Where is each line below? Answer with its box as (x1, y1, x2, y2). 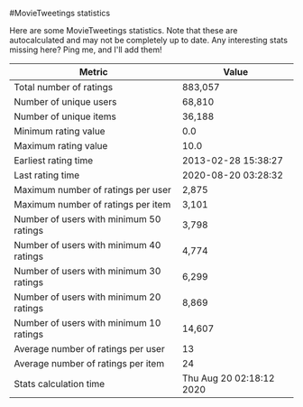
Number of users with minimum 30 (14, 265, 161, 277)
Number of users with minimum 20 (14, 291, 161, 303)
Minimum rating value (14, 125, 106, 137)
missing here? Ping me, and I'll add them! (9, 44, 162, 55)
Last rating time (14, 169, 80, 181)
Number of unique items (14, 110, 117, 123)
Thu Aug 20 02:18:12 (181, 372, 275, 384)
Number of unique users (14, 96, 117, 107)
